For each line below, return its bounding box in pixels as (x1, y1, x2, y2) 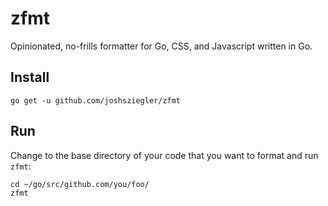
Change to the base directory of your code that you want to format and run (10, 149, 319, 161)
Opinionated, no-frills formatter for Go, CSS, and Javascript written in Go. (10, 40, 313, 52)
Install (10, 69, 50, 86)
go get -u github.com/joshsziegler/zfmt (10, 95, 182, 106)
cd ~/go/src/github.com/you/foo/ (10, 179, 150, 189)
